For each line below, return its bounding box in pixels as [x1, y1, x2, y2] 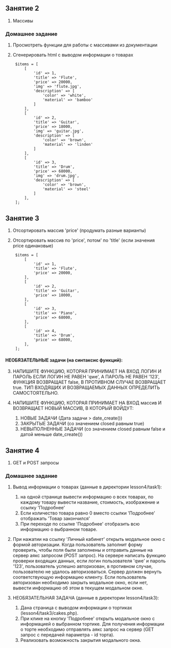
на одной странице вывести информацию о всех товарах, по [20, 494, 154, 500]
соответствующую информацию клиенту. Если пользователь [12, 574, 147, 580]
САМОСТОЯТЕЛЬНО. [12, 390, 59, 396]
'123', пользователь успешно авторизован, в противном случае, [12, 563, 153, 569]
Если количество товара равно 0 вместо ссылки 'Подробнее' [20, 510, 156, 516]
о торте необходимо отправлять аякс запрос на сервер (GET [20, 627, 154, 633]
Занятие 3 [5, 214, 39, 222]
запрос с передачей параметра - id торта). [20, 632, 115, 638]
